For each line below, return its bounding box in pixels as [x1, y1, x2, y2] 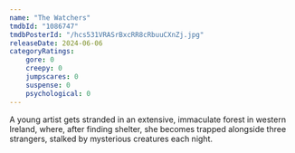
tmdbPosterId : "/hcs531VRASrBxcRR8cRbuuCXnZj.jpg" [9, 30, 205, 39]
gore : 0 [25, 55, 54, 64]
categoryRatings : [9, 47, 75, 56]
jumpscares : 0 [25, 72, 79, 81]
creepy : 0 [25, 64, 63, 73]
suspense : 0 [25, 81, 71, 90]
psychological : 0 [25, 89, 91, 98]
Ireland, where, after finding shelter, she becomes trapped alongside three [9, 123, 287, 134]
